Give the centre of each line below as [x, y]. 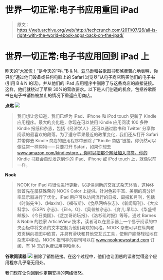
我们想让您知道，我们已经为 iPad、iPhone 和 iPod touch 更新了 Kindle [87, 116]
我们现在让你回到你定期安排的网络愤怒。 [45, 273]
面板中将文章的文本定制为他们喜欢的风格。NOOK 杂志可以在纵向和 [88, 227]
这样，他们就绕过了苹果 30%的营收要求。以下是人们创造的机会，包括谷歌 [79, 89]
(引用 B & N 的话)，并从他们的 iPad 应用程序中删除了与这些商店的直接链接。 [81, 83]
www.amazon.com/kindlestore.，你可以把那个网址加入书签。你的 [82, 152]
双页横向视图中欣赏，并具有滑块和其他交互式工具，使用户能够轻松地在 [87, 234]
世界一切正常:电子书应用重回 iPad [72, 10]
